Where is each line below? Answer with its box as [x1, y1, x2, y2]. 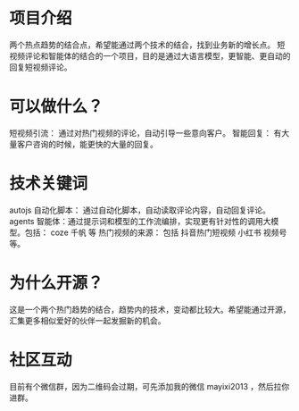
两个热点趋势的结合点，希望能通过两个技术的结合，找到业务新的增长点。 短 [9, 39, 286, 50]
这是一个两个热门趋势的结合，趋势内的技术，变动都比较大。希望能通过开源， [9, 304, 291, 315]
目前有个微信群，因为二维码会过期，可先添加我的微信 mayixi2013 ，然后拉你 [9, 381, 290, 391]
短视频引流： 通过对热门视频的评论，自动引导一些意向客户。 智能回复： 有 [9, 127, 282, 138]
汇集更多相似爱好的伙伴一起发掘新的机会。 [9, 315, 166, 326]
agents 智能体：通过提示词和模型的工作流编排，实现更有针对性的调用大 [9, 215, 271, 226]
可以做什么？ [9, 96, 104, 117]
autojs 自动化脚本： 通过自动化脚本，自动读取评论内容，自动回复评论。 [9, 205, 270, 215]
